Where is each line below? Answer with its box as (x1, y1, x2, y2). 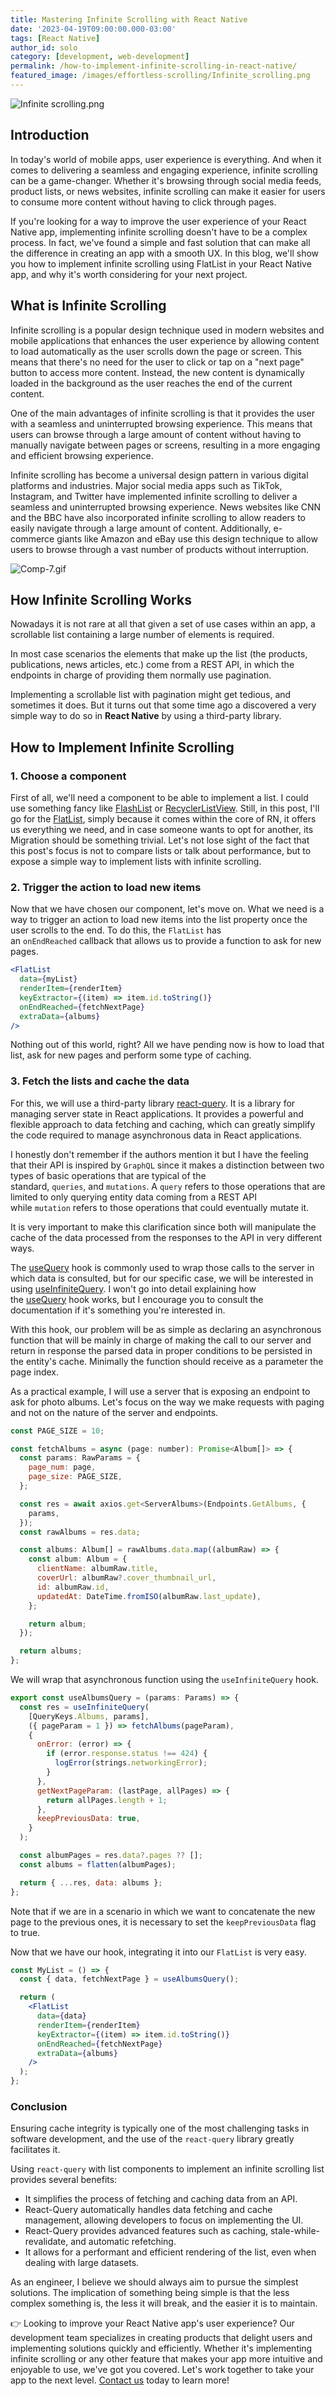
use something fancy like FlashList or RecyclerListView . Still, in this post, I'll (10, 802, 320, 814)
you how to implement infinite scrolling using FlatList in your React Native (10, 257, 312, 270)
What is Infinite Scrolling (10, 297, 167, 315)
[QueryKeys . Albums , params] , (28, 1711, 150, 1721)
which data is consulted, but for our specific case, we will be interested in (10, 1272, 314, 1284)
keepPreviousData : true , (36, 1814, 141, 1824)
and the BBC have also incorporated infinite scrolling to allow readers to (10, 511, 306, 523)
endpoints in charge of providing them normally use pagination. (10, 669, 272, 681)
